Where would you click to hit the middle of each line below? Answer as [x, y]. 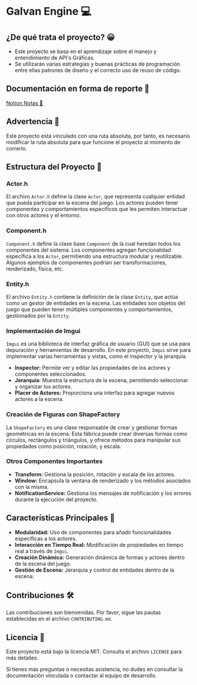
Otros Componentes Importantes [55, 461]
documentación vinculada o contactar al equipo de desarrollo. [82, 676]
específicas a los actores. [46, 539]
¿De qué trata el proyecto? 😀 [60, 37]
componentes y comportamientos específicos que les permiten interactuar [97, 209]
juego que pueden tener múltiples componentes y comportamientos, [89, 309]
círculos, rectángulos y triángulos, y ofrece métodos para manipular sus [93, 440]
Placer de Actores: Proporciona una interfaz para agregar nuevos [95, 393]
